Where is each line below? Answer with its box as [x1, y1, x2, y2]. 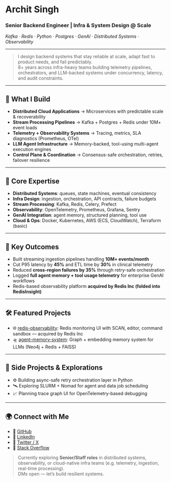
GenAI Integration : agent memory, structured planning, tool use [12, 212, 147, 218]
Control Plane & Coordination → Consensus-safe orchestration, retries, [12, 152, 163, 158]
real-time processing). [17, 466, 65, 472]
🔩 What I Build [5, 94, 50, 103]
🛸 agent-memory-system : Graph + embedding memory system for [12, 336, 154, 343]
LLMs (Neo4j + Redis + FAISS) [12, 344, 76, 350]
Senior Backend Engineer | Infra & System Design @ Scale [5, 22, 152, 29]
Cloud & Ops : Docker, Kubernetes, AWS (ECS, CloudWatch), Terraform [12, 218, 161, 224]
